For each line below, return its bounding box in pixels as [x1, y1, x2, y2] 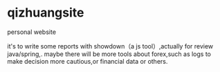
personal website [7, 28, 57, 36]
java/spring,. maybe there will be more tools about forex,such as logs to [7, 50, 212, 58]
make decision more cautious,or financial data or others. [7, 57, 168, 65]
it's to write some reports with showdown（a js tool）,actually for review [7, 42, 214, 50]
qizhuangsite [7, 5, 84, 21]
